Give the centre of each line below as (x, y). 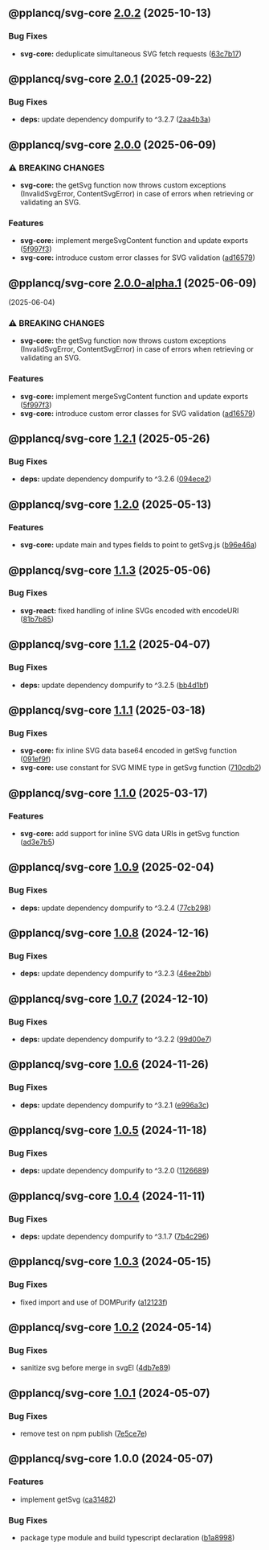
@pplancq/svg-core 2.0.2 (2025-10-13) (110, 13)
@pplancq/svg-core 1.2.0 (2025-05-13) (110, 504)
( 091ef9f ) (35, 759)
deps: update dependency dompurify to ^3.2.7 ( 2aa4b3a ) (115, 119)
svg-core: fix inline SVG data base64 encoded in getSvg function (128, 751)
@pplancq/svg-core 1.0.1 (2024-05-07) (109, 1393)
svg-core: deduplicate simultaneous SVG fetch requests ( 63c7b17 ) (131, 54)
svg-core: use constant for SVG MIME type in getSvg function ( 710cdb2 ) (141, 768)
